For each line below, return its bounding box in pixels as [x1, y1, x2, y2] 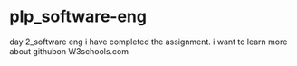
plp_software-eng [9, 6, 148, 27]
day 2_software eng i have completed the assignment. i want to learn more [9, 36, 288, 47]
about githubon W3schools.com [9, 45, 129, 56]
